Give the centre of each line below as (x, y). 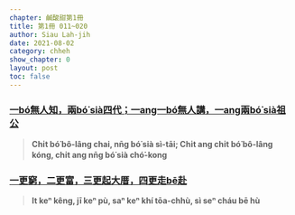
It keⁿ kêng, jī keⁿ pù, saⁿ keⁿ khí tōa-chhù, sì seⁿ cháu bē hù (146, 201)
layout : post (34, 69)
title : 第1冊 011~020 (49, 26)
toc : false (30, 77)
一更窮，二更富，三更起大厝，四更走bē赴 (98, 180)
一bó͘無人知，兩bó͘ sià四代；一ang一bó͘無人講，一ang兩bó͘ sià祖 (147, 109)
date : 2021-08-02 (42, 43)
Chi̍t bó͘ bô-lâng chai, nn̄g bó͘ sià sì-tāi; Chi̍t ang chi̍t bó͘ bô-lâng (152, 145)
